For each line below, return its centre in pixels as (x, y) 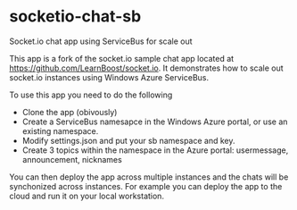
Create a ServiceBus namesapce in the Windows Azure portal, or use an (155, 122)
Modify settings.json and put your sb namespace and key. (128, 140)
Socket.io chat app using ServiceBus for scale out (101, 41)
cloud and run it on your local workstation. (87, 196)
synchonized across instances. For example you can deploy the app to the (146, 186)
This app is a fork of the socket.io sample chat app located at (122, 58)
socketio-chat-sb (75, 17)
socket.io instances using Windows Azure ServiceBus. (109, 77)
